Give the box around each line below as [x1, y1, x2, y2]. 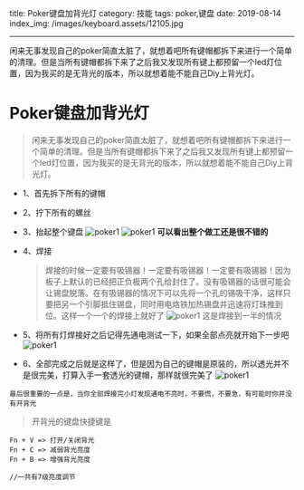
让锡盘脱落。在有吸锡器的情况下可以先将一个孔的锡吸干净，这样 [44, 287, 283, 298]
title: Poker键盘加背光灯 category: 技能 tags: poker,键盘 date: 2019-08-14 [9, 8, 282, 18]
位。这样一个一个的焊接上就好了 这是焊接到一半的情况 [44, 310, 282, 321]
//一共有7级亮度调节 [9, 472, 76, 482]
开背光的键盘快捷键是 [31, 416, 111, 427]
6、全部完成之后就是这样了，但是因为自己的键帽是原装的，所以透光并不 [22, 358, 290, 369]
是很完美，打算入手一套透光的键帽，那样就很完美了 [22, 370, 214, 380]
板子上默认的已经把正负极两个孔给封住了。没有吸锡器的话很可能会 [44, 275, 291, 287]
